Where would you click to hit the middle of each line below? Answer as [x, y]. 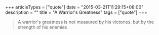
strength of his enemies [42, 27]
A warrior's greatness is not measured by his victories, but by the [86, 22]
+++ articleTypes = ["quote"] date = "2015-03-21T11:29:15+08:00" [74, 7]
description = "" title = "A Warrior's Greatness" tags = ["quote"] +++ [76, 12]
